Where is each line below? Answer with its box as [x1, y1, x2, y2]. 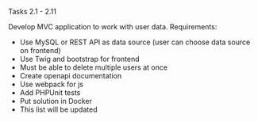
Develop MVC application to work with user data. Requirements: [8, 22, 218, 31]
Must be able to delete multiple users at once [19, 63, 168, 72]
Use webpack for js [19, 79, 83, 89]
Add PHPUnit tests [19, 88, 81, 97]
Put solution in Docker [19, 97, 93, 105]
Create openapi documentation [19, 71, 122, 80]
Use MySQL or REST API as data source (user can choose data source [19, 37, 251, 47]
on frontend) [19, 46, 61, 55]
